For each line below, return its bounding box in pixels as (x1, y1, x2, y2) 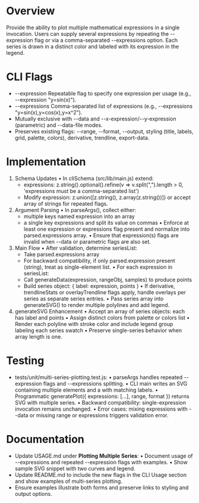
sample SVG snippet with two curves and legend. (14, 465, 135, 472)
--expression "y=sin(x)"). (14, 96, 77, 103)
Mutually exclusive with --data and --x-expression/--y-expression (14, 115, 176, 122)
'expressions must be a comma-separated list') (23, 187, 140, 194)
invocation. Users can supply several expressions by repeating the (6, 30, 169, 37)
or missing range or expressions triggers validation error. (29, 411, 169, 418)
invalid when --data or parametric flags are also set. (23, 238, 151, 245)
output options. (14, 490, 52, 497)
